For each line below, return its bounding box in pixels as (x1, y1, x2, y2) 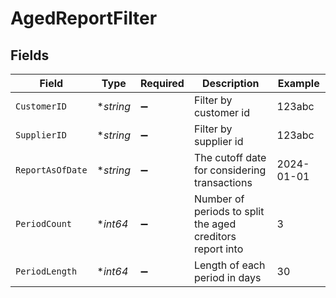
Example (277, 77, 320, 90)
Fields (10, 47, 50, 64)
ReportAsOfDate (15, 165, 88, 176)
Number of (193, 192, 245, 206)
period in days (193, 271, 262, 284)
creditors (193, 230, 237, 243)
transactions (193, 176, 253, 189)
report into (193, 242, 244, 256)
